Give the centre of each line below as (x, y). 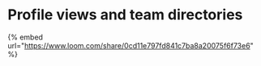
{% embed (26, 37)
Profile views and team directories (125, 15)
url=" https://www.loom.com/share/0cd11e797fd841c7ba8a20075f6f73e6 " (131, 45)
